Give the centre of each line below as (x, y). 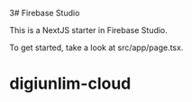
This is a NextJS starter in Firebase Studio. (89, 30)
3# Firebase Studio (45, 13)
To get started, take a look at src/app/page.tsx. (96, 47)
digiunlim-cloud (70, 84)
